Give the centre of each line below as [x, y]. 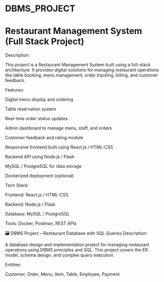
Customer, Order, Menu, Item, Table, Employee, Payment [62, 274]
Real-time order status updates [36, 119]
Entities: [13, 265]
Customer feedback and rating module [44, 138]
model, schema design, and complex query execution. [60, 255]
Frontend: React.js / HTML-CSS [37, 195]
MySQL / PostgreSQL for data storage [43, 166]
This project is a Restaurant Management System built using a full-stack [78, 65]
